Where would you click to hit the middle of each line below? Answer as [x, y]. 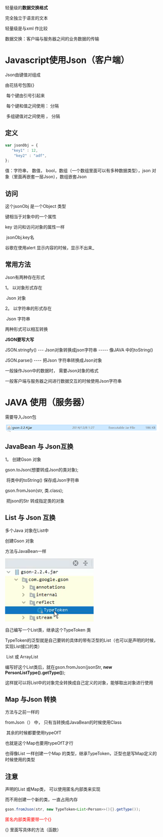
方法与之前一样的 [22, 712]
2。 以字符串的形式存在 [29, 308]
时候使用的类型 [20, 760]
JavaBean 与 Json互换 [39, 447]
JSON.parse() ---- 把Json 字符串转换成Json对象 [54, 360]
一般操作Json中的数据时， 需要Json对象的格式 [52, 370]
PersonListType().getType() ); [35, 673]
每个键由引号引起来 [25, 95]
